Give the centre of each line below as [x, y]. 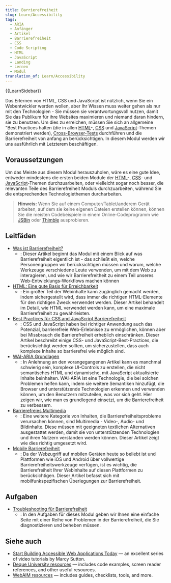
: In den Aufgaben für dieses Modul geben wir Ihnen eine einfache [90, 514]
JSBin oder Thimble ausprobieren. [54, 220]
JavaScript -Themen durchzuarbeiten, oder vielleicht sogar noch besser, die [84, 183]
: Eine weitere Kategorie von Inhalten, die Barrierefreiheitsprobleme [91, 416]
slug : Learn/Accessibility [34, 15]
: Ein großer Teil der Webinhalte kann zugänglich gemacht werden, [90, 291]
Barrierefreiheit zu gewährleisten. [55, 313]
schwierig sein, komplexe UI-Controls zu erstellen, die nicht [83, 367]
